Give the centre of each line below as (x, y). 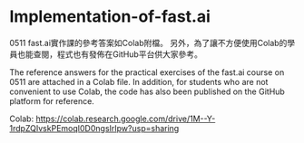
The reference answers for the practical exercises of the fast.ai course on (147, 72)
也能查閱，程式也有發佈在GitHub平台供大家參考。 (109, 54)
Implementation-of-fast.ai (110, 17)
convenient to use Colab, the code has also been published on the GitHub (147, 91)
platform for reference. (52, 100)
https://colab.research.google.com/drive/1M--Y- (126, 119)
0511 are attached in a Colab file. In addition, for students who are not (139, 81)
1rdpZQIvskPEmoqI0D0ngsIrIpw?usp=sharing (94, 128)
